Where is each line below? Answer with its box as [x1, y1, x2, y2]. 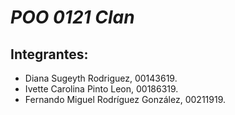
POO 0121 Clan [10, 6, 135, 29]
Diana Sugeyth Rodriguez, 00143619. [24, 72, 178, 84]
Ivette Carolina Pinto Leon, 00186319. [24, 83, 179, 95]
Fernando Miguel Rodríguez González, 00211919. [24, 94, 226, 105]
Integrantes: [10, 46, 89, 63]
